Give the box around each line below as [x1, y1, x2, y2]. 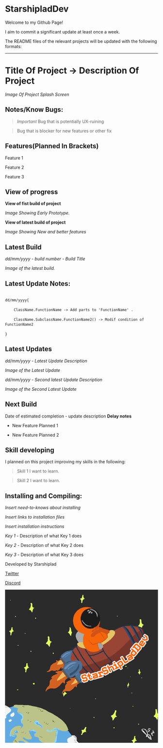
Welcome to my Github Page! [5, 19, 64, 25]
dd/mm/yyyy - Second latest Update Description [5, 377, 103, 383]
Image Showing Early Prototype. [5, 210, 70, 216]
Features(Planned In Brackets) [5, 142, 99, 150]
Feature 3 [5, 174, 24, 179]
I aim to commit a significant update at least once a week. [5, 29, 120, 35]
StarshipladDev [5, 3, 69, 15]
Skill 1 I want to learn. [16, 468, 60, 474]
